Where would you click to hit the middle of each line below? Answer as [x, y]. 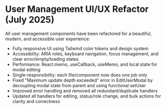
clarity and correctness [36, 101]
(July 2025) [30, 20]
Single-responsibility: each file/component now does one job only [80, 75]
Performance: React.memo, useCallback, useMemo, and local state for [85, 64]
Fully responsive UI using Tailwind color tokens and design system [80, 48]
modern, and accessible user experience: [48, 39]
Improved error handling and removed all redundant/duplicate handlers [85, 91]
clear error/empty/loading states [45, 59]
